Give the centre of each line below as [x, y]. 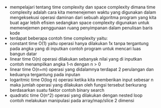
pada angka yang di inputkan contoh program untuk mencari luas [75, 49]
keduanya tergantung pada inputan [45, 75]
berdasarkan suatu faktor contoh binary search [57, 90]
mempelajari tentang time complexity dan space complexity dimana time [82, 7]
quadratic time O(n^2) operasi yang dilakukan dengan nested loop [76, 95]
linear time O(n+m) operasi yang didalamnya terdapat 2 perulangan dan [82, 69]
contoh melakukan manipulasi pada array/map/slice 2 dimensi [72, 100]
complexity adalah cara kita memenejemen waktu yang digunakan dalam [83, 12]
